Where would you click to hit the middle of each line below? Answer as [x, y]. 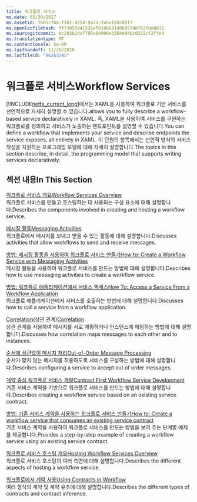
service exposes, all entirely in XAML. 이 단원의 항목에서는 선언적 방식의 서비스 [98, 140]
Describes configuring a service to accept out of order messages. [92, 368]
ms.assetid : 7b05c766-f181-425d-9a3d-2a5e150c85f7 [69, 22]
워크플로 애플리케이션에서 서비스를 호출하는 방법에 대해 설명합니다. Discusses [95, 300]
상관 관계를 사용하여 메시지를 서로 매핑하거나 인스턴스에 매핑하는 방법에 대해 [93, 327]
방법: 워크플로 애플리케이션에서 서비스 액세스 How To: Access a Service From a [98, 287]
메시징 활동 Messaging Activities [44, 229]
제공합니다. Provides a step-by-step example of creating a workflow [93, 435]
